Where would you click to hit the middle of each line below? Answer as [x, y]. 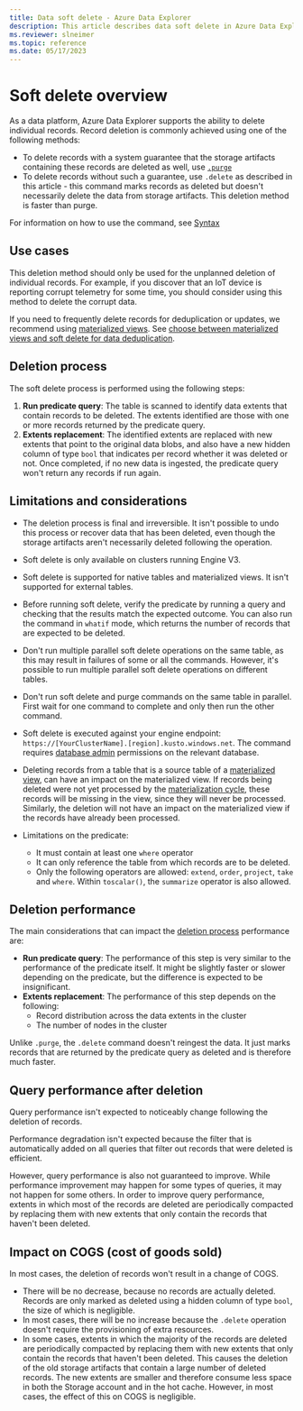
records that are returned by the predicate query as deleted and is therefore [150, 1052]
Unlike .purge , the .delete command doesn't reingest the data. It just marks [150, 1043]
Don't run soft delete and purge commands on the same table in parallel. [157, 696]
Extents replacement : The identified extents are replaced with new [147, 435]
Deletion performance [73, 909]
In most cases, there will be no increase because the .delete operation [154, 1319]
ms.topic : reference [48, 43]
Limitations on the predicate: [75, 835]
